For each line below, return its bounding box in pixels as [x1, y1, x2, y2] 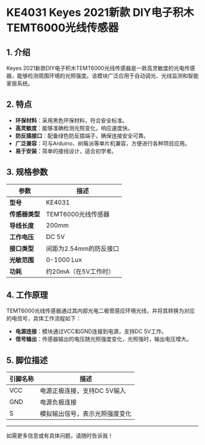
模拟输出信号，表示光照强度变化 [40, 410, 132, 418]
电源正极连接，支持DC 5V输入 [40, 386, 126, 395]
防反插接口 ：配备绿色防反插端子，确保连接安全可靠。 [15, 132, 149, 139]
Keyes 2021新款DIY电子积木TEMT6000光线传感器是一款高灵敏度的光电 [6, 65, 185, 72]
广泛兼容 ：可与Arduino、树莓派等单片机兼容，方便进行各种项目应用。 [15, 139, 190, 147]
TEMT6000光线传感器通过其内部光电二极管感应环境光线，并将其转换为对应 [6, 307, 195, 315]
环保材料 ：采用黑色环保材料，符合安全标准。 [15, 117, 128, 124]
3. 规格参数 [6, 167, 48, 177]
